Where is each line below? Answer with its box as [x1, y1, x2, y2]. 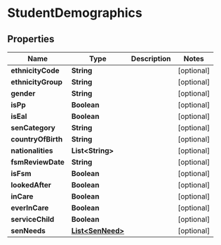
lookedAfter [11, 180, 51, 189]
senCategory [11, 123, 56, 132]
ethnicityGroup [11, 77, 63, 87]
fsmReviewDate [11, 157, 65, 167]
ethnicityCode [11, 65, 60, 75]
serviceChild [11, 215, 55, 224]
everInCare [11, 203, 49, 213]
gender [11, 89, 36, 98]
